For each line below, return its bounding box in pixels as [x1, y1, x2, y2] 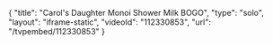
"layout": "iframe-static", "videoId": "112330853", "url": [8, 17, 212, 27]
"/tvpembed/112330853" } [8, 26, 105, 36]
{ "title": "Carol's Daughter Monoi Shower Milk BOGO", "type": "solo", [8, 8, 264, 18]
